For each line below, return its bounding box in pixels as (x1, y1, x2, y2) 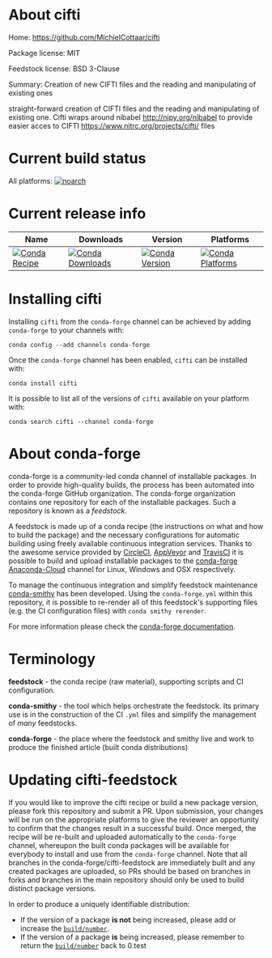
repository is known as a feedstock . (8, 506, 128, 515)
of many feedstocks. (8, 718, 78, 727)
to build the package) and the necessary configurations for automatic (8, 530, 240, 540)
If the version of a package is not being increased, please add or (19, 914, 236, 924)
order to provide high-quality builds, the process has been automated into (8, 480, 255, 490)
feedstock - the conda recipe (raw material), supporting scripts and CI (8, 676, 244, 686)
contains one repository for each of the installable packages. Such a (8, 497, 236, 507)
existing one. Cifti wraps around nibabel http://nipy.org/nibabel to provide (8, 112, 253, 122)
